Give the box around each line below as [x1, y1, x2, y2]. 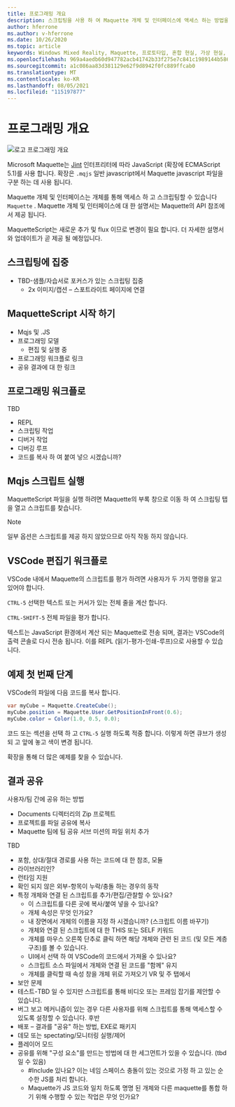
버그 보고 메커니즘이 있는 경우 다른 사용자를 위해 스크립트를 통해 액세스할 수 [17, 1005, 223, 1014]
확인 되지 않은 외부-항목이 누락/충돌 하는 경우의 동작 [17, 882, 159, 891]
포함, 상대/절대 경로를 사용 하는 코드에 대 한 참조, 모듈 [17, 856, 163, 864]
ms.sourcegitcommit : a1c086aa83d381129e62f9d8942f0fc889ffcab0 [7, 62, 196, 69]
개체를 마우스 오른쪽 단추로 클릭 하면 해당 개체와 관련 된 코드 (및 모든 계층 [27, 934, 228, 944]
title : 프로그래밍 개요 [7, 10, 66, 18]
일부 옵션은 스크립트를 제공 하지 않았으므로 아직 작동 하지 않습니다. [7, 532, 188, 541]
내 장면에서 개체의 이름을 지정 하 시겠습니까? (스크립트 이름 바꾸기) [27, 917, 210, 926]
